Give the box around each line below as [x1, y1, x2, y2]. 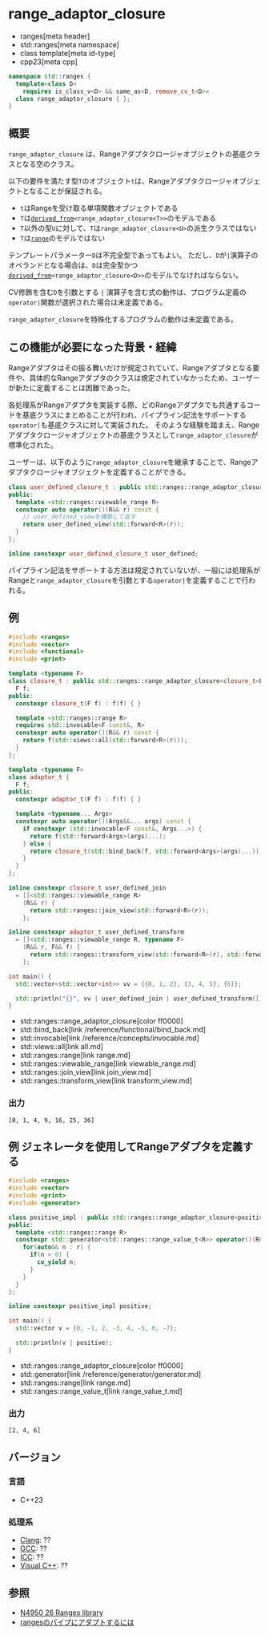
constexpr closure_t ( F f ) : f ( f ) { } [15, 699, 142, 708]
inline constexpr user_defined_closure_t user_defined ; [8, 550, 199, 558]
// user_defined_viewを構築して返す [22, 513, 136, 521]
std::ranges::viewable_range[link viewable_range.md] [19, 1059, 196, 1068]
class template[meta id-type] [19, 48, 116, 58]
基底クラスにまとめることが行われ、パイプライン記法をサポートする [22, 410, 247, 419]
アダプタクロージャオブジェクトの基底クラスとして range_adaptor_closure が [8, 430, 259, 439]
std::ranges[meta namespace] [19, 39, 120, 49]
